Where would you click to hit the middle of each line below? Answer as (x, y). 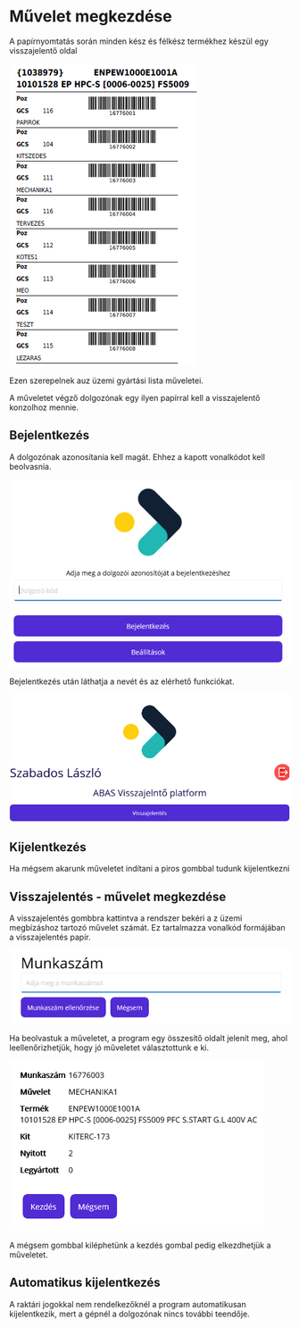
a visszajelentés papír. (50, 937)
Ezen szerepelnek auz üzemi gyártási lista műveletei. (106, 380)
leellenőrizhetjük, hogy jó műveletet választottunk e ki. (109, 1048)
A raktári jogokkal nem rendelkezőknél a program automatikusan (128, 1304)
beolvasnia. (30, 466)
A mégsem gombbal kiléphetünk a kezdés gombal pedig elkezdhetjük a (140, 1245)
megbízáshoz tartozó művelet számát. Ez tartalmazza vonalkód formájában (147, 928)
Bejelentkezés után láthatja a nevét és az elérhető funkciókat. (122, 681)
